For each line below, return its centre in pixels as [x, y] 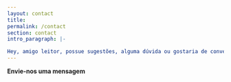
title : [16, 20]
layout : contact [30, 13]
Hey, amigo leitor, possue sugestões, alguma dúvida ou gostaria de [107, 52]
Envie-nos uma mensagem [46, 71]
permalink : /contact [37, 26]
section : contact [32, 33]
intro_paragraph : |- [37, 39]
